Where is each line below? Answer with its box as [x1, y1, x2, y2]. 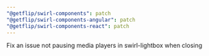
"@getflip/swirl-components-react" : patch [6, 23, 130, 29]
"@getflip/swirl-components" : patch [6, 10, 111, 17]
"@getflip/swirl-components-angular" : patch [6, 16, 136, 23]
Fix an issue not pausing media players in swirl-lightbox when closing [6, 42, 203, 50]
